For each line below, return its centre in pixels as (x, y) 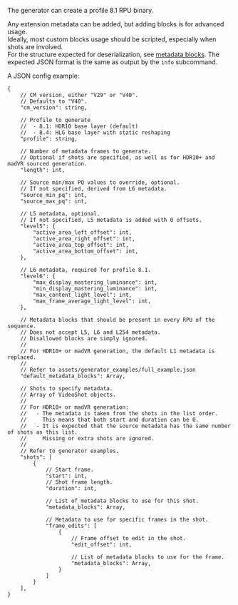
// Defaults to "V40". (54, 101)
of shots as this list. (43, 432)
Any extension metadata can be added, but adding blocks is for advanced (116, 24)
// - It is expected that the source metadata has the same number (126, 426)
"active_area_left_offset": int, (83, 233)
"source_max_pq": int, (54, 201)
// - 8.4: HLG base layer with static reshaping (95, 133)
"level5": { (38, 226)
